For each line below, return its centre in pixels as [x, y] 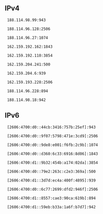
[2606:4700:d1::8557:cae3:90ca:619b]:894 [51, 198]
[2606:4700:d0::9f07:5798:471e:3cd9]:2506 [53, 136]
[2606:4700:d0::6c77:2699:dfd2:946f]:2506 [53, 189]
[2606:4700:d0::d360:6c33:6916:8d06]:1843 [53, 154]
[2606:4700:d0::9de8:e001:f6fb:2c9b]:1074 [53, 145]
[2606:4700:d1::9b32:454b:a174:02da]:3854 [53, 163]
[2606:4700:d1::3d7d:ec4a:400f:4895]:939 [51, 180]
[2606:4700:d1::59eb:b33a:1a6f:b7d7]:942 [51, 207]
